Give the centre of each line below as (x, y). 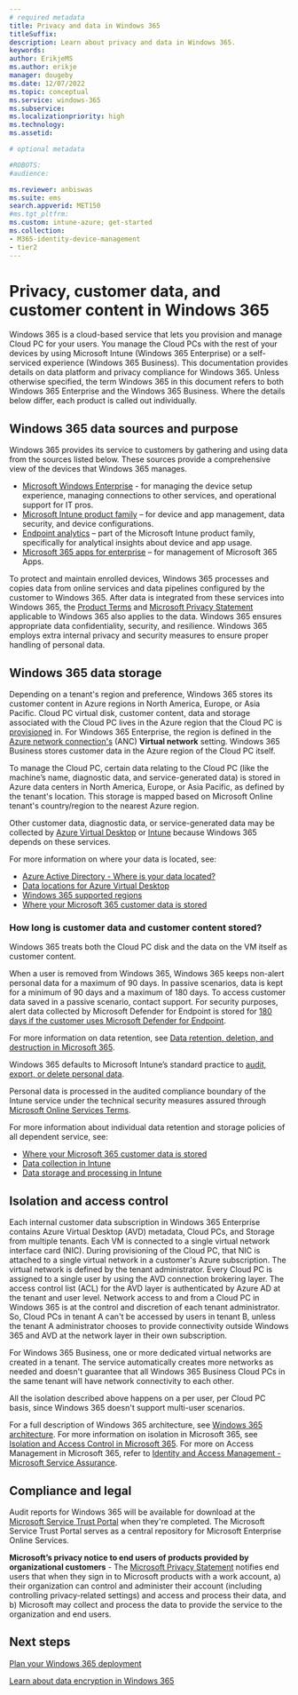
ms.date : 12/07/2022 (47, 84)
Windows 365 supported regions (82, 895)
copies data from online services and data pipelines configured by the (137, 588)
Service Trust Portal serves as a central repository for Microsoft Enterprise (145, 1531)
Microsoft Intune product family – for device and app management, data (153, 514)
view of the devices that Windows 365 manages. (98, 469)
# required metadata (47, 17)
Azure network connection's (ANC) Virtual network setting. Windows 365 (145, 742)
